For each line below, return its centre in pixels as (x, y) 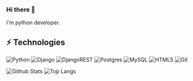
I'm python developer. (33, 23)
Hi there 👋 (21, 10)
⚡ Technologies (36, 42)
